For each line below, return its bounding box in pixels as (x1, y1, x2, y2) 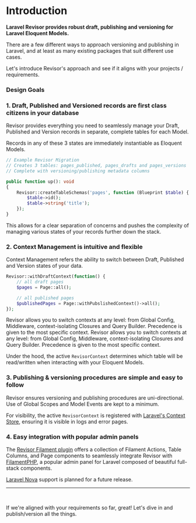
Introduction (6, 4, 68, 18)
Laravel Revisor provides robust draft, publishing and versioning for (6, 23, 174, 30)
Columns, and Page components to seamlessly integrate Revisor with (6, 452, 173, 459)
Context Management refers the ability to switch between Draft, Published (6, 256, 184, 263)
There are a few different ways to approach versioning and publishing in (6, 41, 179, 48)
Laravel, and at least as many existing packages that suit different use (6, 47, 174, 54)
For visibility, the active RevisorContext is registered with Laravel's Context (6, 412, 185, 419)
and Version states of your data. (6, 262, 83, 269)
